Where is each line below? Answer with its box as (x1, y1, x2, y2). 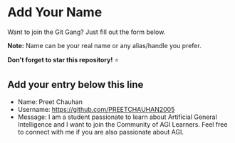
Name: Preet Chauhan (17, 97, 83, 106)
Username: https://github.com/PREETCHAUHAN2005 (17, 105, 175, 113)
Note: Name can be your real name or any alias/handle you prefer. (7, 41, 202, 50)
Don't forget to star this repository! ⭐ (7, 55, 120, 64)
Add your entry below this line (7, 79, 144, 91)
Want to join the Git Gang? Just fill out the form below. (7, 28, 166, 36)
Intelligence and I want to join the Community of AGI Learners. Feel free (17, 120, 228, 128)
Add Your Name (7, 4, 103, 21)
